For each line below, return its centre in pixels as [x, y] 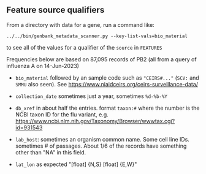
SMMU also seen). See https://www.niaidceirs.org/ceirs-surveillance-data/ [106, 84]
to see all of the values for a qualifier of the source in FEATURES [84, 47]
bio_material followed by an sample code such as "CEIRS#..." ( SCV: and [107, 78]
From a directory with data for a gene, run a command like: [80, 25]
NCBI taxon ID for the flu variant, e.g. [62, 114]
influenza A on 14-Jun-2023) [43, 66]
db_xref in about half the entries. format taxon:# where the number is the [107, 108]
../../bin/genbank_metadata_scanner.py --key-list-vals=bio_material [97, 36]
